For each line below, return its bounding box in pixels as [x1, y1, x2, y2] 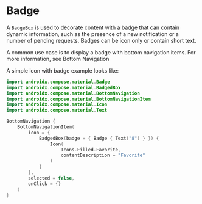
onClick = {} [28, 181, 61, 187]
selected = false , [28, 175, 75, 181]
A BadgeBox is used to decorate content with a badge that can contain [6, 24, 180, 31]
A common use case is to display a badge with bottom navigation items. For [6, 48, 196, 56]
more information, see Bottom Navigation [6, 55, 110, 62]
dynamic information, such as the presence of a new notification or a [6, 30, 179, 37]
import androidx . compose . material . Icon [6, 101, 108, 107]
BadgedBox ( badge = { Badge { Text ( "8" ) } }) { [38, 135, 159, 141]
